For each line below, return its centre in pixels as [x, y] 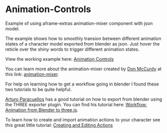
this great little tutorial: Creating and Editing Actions [59, 125]
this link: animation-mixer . [32, 74]
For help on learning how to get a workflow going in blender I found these [82, 84]
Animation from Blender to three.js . [42, 110]
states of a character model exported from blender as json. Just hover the [82, 43]
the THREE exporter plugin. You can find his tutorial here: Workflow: [76, 104]
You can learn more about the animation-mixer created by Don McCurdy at [83, 69]
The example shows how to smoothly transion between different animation [83, 38]
